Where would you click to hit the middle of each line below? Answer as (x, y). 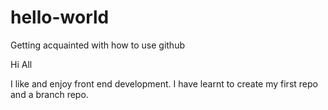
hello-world (60, 17)
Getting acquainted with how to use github (97, 45)
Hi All (21, 64)
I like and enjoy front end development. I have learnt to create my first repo (164, 83)
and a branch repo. (49, 94)
